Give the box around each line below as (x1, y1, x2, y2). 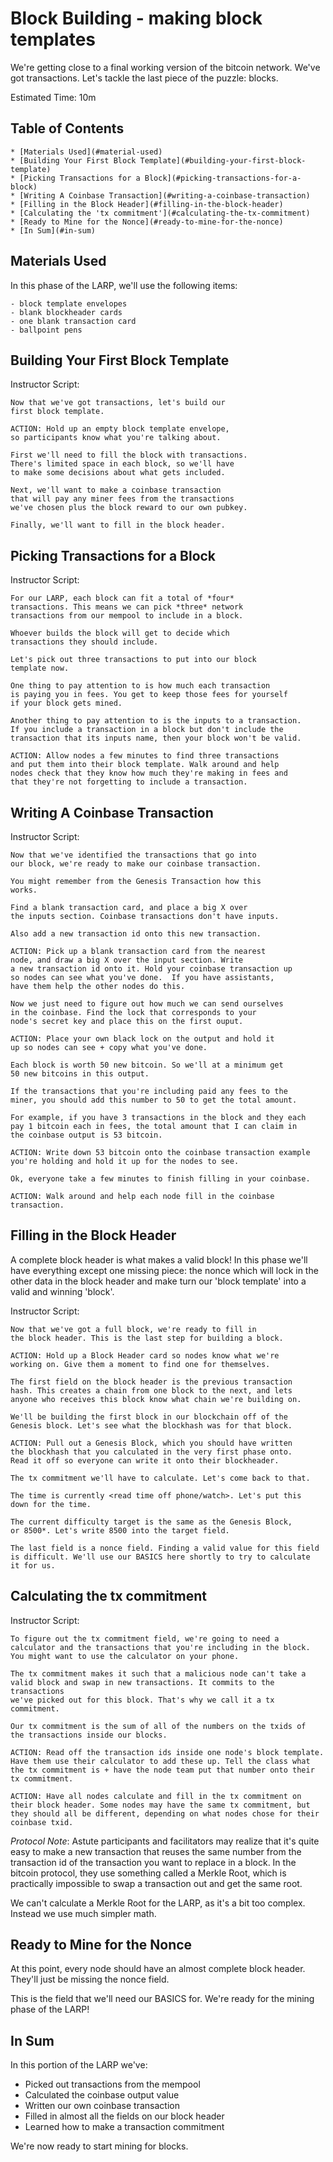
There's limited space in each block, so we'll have (10, 459, 235, 469)
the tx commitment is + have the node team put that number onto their (10, 1765, 315, 1775)
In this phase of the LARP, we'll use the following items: (10, 279, 238, 291)
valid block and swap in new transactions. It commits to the (10, 1677, 275, 1687)
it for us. (10, 1560, 56, 1571)
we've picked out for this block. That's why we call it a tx (10, 1695, 275, 1705)
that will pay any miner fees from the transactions (10, 494, 235, 504)
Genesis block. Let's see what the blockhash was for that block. (10, 1420, 293, 1431)
